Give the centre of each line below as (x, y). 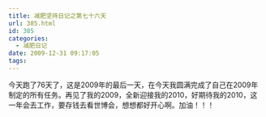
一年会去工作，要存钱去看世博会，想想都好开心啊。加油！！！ (112, 105)
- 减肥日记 (32, 46)
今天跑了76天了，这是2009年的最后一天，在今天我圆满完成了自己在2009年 (133, 85)
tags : (17, 61)
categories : (28, 38)
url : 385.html (32, 23)
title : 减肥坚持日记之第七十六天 (58, 16)
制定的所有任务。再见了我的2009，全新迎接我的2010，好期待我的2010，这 (133, 94)
